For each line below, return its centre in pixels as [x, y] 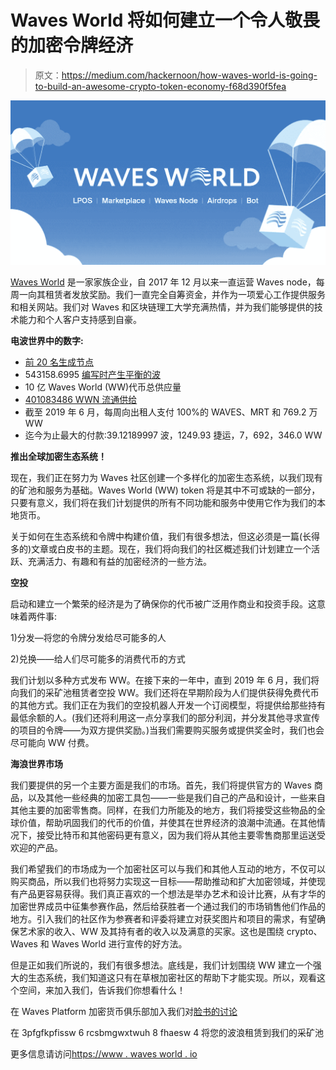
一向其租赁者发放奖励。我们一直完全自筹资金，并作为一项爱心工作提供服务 [172, 295]
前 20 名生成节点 [59, 362]
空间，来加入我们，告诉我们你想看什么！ [102, 990]
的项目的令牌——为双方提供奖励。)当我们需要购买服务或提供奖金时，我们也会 [167, 730]
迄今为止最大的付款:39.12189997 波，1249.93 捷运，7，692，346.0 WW [173, 435]
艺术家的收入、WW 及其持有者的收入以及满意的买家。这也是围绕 [151, 932]
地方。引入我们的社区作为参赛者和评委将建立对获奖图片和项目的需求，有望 [163, 919]
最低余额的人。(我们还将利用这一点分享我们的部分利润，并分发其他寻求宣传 [165, 718]
